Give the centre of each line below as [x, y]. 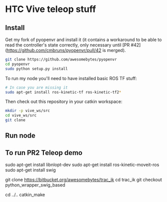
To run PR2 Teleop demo [44, 153]
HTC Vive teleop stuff [51, 9]
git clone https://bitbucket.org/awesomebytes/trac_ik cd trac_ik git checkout [83, 180]
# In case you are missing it [37, 87]
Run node [20, 136]
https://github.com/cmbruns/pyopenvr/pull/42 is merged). [66, 50]
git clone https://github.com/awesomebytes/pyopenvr [61, 59]
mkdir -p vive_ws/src [28, 111]
